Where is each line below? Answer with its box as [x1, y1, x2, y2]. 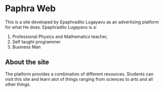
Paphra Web [5, 3, 56, 14]
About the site [5, 58, 49, 66]
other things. [5, 81, 31, 87]
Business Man [12, 44, 41, 50]
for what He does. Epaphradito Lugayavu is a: [5, 24, 97, 30]
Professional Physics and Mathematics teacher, [12, 34, 108, 39]
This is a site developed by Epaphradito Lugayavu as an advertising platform [5, 19, 159, 25]
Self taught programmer [12, 38, 61, 44]
